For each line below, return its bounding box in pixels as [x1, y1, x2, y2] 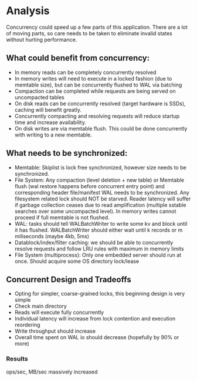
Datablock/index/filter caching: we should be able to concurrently [14, 239, 174, 246]
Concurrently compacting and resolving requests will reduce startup [14, 112, 180, 119]
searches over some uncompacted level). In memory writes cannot [14, 208, 176, 215]
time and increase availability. [14, 119, 86, 126]
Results [6, 355, 28, 363]
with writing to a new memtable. [14, 131, 92, 138]
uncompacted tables [14, 93, 64, 101]
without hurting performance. [6, 36, 77, 43]
